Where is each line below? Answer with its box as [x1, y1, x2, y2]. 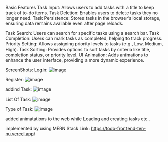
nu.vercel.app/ [5, 131, 36, 137]
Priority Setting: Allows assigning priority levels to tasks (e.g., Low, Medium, [5, 41, 163, 47]
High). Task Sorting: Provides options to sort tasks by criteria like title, [5, 46, 151, 52]
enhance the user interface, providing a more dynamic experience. [5, 57, 144, 63]
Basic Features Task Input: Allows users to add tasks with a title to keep [5, 5, 154, 10]
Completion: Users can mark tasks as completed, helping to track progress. [5, 35, 163, 41]
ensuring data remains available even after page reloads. [5, 20, 124, 26]
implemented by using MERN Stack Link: [5, 126, 90, 131]
